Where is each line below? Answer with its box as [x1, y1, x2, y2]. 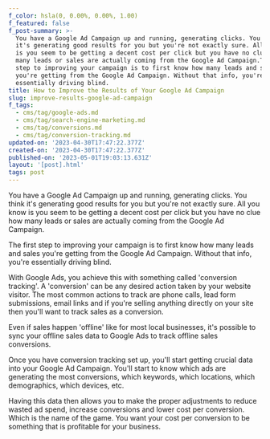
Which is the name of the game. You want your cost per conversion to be [8, 413, 251, 422]
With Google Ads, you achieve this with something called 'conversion [8, 273, 238, 282]
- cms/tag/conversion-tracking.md [15, 131, 131, 139]
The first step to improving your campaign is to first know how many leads [8, 240, 255, 250]
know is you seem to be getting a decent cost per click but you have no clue [8, 208, 261, 217]
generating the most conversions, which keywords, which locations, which [8, 372, 256, 381]
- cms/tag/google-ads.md [15, 109, 99, 117]
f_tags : [8, 101, 35, 109]
